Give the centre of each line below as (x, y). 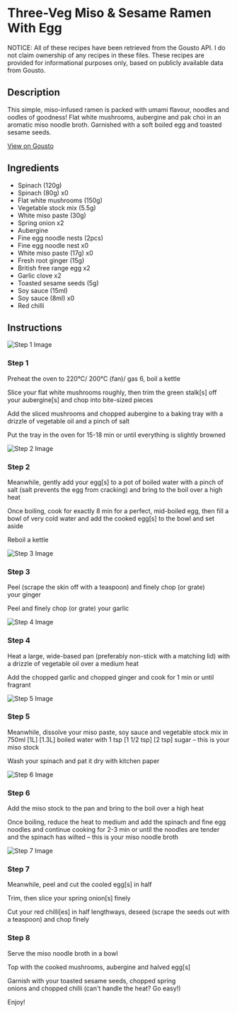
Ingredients (33, 168)
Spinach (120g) (40, 185)
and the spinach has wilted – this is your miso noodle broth (93, 837)
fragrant (19, 685)
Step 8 (19, 938)
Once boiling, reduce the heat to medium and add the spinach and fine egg (117, 822)
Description (34, 92)
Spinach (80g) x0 (43, 193)
